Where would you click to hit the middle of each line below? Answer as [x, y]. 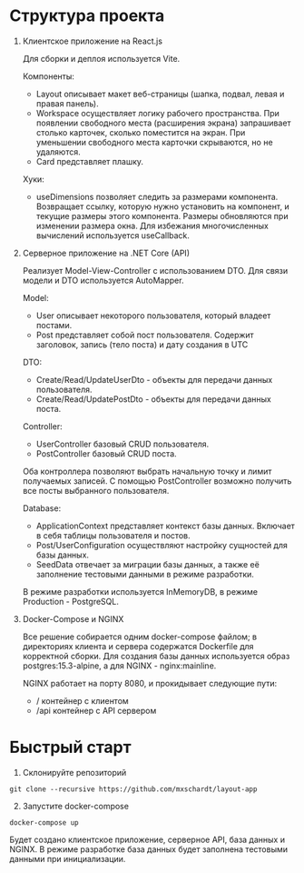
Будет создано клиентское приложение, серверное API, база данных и [147, 839]
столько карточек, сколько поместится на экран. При [141, 132]
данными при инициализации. [68, 858]
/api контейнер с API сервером [96, 710]
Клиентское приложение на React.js [93, 41]
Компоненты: [49, 76]
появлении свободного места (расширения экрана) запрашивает [164, 123]
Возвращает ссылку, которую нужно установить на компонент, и [162, 206]
